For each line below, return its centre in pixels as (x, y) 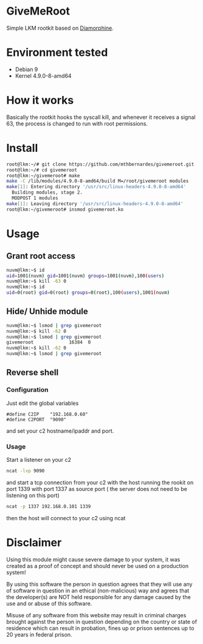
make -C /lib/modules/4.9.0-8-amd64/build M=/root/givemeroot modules (98, 181)
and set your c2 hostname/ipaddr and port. (60, 431)
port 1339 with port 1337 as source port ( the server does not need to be (97, 489)
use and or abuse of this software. (49, 603)
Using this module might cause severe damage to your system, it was (93, 559)
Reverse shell (33, 372)
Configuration (27, 390)
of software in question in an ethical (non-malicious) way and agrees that (98, 591)
